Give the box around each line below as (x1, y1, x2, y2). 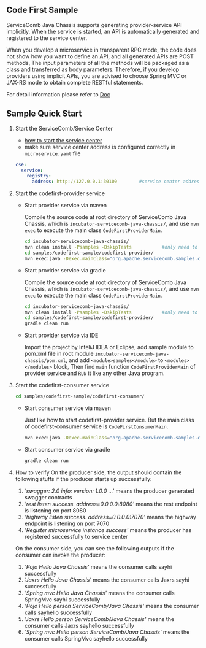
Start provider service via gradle (24, 266, 106, 274)
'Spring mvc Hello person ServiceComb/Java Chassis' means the (24, 628, 190, 636)
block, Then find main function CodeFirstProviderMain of (53, 363, 196, 371)
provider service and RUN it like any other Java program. (24, 369, 165, 377)
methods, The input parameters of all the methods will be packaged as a (6, 59, 189, 66)
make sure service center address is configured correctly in (24, 143, 176, 150)
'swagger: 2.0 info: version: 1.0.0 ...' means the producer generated (24, 487, 194, 495)
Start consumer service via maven (24, 404, 112, 412)
